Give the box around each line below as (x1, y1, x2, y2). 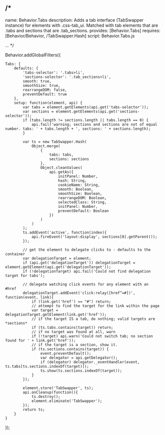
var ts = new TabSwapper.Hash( (23, 139, 87, 144)
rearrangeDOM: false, (23, 87, 67, 92)
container (5, 251, 26, 256)
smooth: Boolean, (58, 187, 94, 192)
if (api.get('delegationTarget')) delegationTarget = (23, 260, 135, 265)
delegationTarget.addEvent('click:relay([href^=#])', (23, 290, 135, 295)
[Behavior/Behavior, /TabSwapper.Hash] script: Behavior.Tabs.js (5, 33, 135, 39)
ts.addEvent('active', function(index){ (23, 230, 107, 235)
